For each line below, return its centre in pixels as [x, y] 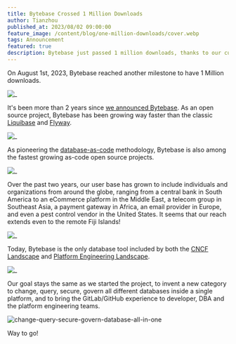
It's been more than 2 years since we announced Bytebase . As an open [111, 107]
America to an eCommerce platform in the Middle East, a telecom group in [114, 199]
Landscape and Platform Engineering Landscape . [79, 256]
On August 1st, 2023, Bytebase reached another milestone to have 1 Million [116, 73]
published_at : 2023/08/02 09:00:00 [59, 27]
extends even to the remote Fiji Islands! [64, 221]
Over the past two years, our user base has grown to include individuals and [118, 184]
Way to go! [23, 333]
